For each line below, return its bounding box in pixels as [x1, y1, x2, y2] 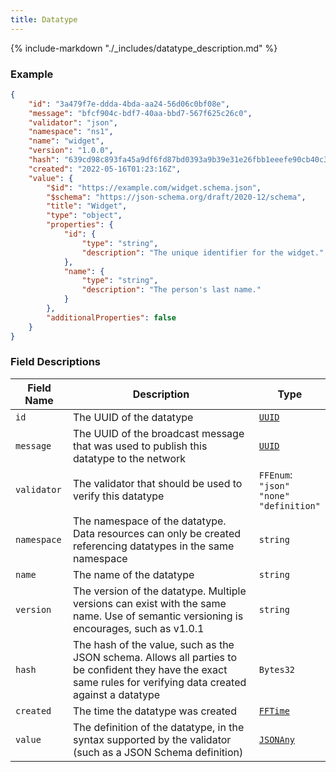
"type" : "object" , [46, 211, 123, 221]
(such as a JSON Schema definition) [73, 745, 244, 759]
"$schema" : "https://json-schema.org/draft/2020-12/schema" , [46, 192, 307, 202]
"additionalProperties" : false [46, 312, 177, 323]
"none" [258, 490, 290, 501]
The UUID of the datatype [73, 410, 194, 424]
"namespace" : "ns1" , [28, 127, 114, 137]
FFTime [258, 705, 290, 716]
